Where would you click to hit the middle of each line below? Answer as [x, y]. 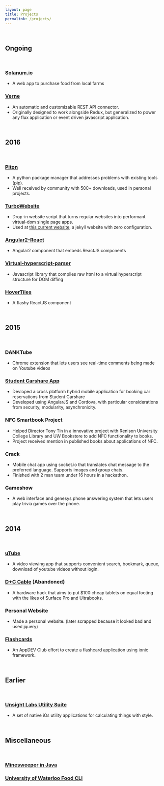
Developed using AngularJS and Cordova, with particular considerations [85, 402]
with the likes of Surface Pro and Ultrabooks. [57, 598]
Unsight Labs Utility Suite [36, 705]
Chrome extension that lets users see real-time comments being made [83, 363]
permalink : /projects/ [28, 19]
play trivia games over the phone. [46, 504]
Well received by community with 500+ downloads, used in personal [82, 188]
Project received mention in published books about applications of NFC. [85, 441]
